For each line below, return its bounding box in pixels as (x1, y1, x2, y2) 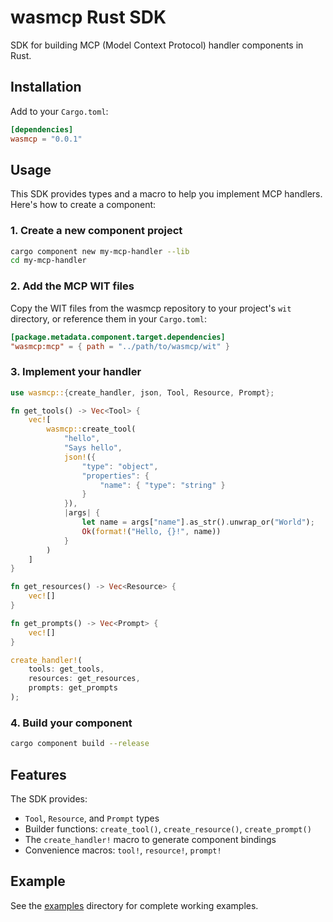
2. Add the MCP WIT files (10, 279, 135, 293)
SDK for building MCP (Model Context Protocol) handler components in (10, 39, 304, 51)
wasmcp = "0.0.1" (10, 134, 83, 144)
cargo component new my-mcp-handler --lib (10, 246, 190, 256)
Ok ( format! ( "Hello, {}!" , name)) (81, 526, 222, 536)
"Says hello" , (63, 443, 123, 453)
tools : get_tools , (28, 664, 105, 675)
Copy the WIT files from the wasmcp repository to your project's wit (10, 302, 292, 314)
